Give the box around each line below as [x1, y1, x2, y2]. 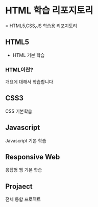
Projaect [5, 182, 33, 191]
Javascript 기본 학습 [5, 137, 47, 143]
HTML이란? [5, 66, 33, 73]
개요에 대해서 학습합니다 [5, 79, 54, 85]
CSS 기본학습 [5, 108, 32, 114]
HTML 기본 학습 [12, 52, 45, 58]
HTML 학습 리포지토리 [5, 5, 93, 16]
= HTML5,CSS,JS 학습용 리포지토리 [5, 23, 78, 29]
